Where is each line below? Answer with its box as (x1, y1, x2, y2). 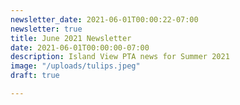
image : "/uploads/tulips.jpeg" (10, 61, 141, 71)
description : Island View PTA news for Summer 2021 (10, 52, 230, 62)
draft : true (10, 71, 60, 81)
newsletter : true (10, 24, 83, 34)
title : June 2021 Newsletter (10, 33, 132, 43)
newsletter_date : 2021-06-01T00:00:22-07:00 (10, 14, 199, 25)
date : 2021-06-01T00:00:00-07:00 (10, 42, 150, 53)
